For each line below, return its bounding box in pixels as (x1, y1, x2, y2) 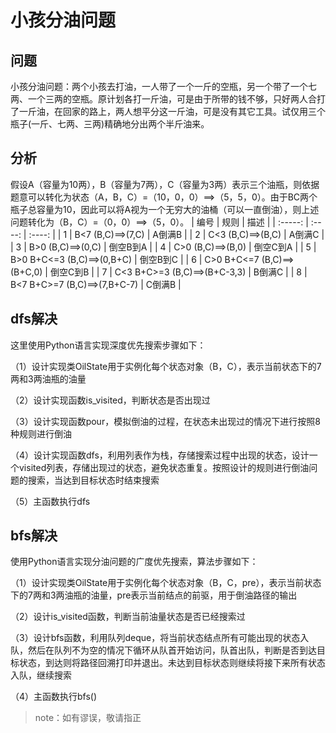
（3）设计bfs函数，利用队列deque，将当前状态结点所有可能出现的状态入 (10, 632, 310, 644)
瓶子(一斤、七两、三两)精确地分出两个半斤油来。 (10, 118, 210, 130)
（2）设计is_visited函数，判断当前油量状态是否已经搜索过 (10, 611, 246, 623)
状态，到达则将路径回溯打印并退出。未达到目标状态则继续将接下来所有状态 (18, 657, 326, 669)
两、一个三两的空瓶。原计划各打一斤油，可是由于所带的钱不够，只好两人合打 (10, 93, 326, 105)
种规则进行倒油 (10, 427, 72, 440)
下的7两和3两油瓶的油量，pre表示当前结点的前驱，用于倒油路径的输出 (10, 589, 298, 601)
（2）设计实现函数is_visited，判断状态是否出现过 (10, 394, 211, 406)
